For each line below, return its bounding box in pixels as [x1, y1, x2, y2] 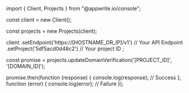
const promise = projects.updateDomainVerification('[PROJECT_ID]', [6, 57, 172, 63]
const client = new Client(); [6, 16, 72, 23]
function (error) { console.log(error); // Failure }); [6, 80, 124, 87]
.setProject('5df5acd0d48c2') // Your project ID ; [6, 45, 125, 52]
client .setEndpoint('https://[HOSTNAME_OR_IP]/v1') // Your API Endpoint [6, 39, 183, 46]
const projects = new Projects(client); [6, 27, 97, 35]
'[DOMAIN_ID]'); [6, 63, 46, 70]
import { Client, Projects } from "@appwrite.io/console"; [6, 5, 141, 12]
